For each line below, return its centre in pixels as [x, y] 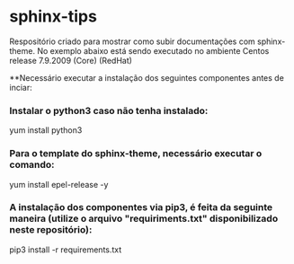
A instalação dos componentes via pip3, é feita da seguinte [141, 207]
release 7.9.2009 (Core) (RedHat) [71, 60]
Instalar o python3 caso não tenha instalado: [109, 110]
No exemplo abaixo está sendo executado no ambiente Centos [153, 50]
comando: [32, 165]
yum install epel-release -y [59, 184]
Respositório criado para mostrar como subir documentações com [133, 41]
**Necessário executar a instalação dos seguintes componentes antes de [147, 77]
